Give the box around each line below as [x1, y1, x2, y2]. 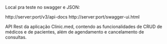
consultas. [5, 34, 27, 40]
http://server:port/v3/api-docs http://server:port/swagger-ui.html [5, 14, 140, 19]
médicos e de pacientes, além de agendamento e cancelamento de [5, 29, 144, 34]
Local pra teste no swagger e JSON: [5, 4, 80, 10]
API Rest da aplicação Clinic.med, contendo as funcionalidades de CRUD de [5, 23, 162, 29]
